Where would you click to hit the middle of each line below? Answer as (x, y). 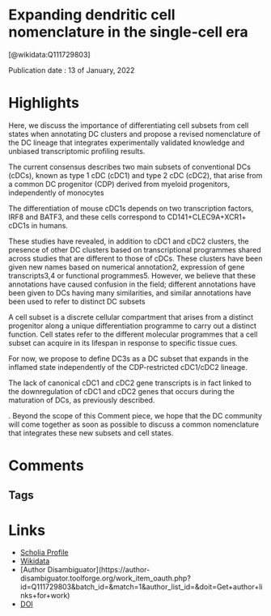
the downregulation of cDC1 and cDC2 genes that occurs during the (121, 391)
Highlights (44, 103)
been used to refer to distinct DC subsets (77, 301)
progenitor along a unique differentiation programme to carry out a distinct (133, 325)
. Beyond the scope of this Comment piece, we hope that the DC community (135, 415)
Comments (46, 466)
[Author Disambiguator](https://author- (85, 570)
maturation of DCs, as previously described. (82, 400)
